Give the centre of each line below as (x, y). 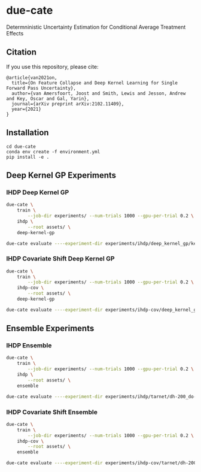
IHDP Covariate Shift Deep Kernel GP (60, 259)
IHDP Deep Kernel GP (38, 192)
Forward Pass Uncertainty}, (41, 88)
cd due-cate (21, 146)
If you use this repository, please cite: (52, 66)
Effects (15, 33)
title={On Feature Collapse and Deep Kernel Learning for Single (95, 83)
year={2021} (27, 109)
